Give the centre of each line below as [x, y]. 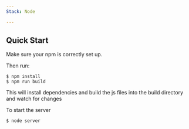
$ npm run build [26, 82]
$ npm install [23, 77]
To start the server [28, 110]
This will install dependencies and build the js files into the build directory [95, 93]
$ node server [23, 121]
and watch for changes [34, 99]
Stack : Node [21, 11]
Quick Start [27, 41]
